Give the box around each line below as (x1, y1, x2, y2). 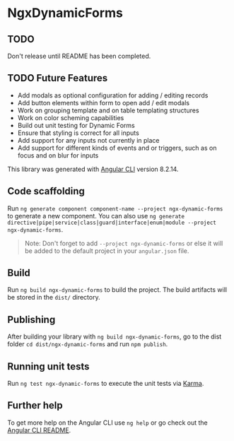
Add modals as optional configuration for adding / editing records (17, 90, 209, 100)
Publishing (7, 313, 56, 326)
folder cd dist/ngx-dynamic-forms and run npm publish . (7, 340, 168, 348)
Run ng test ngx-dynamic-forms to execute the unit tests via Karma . (7, 380, 204, 388)
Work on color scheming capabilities (17, 113, 124, 122)
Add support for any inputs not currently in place (17, 136, 160, 144)
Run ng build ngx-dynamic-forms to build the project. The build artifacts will (7, 286, 228, 294)
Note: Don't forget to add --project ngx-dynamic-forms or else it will (24, 239, 223, 247)
